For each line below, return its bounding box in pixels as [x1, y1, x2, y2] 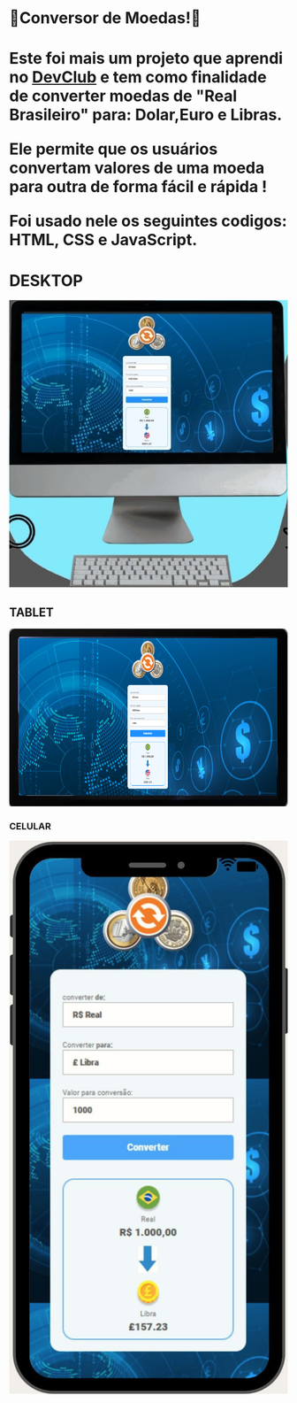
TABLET [9, 605, 55, 620]
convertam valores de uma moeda [9, 158, 265, 178]
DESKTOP [9, 270, 84, 290]
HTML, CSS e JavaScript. [9, 230, 198, 251]
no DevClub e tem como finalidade [9, 67, 267, 88]
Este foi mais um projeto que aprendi [9, 49, 284, 69]
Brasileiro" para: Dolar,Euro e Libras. [9, 105, 283, 125]
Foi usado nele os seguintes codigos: [9, 212, 287, 231]
